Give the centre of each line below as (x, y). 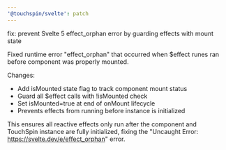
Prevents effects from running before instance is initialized (101, 110)
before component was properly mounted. (68, 61)
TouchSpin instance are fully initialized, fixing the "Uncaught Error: (103, 131)
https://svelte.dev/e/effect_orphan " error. (66, 139)
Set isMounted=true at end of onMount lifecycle (86, 103)
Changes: (21, 75)
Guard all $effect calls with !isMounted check (82, 96)
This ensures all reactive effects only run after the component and (102, 124)
